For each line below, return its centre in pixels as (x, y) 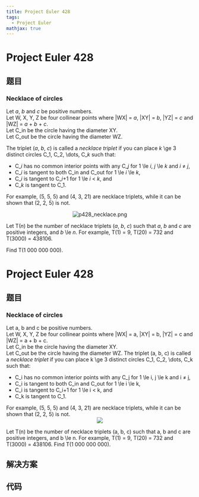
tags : (13, 17)
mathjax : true (24, 28)
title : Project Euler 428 (38, 12)
